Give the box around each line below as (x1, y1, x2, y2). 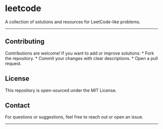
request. (5, 60, 22, 66)
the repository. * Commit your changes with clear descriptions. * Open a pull (5, 55, 158, 61)
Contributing (5, 37, 45, 46)
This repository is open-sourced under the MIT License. (5, 87, 117, 93)
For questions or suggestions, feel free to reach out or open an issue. (5, 114, 144, 120)
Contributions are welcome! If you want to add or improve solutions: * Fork (5, 50, 154, 56)
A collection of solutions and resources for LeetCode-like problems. (5, 19, 141, 25)
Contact (5, 101, 30, 109)
